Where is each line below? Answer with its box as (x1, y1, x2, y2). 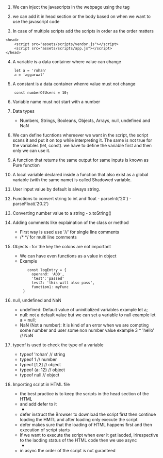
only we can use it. (12, 148, 50, 153)
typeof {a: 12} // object (19, 367, 65, 373)
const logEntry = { (27, 268, 67, 272)
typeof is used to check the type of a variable (12, 342, 104, 348)
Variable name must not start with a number (12, 99, 100, 104)
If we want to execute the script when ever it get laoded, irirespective (19, 432, 159, 438)
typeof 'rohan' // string (19, 352, 65, 357)
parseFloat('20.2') (12, 201, 49, 206)
